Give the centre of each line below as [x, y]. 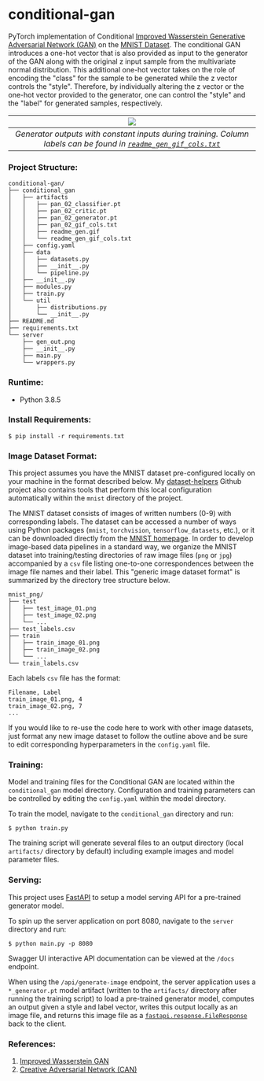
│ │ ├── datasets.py [49, 260]
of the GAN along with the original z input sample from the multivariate [122, 61]
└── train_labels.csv [44, 664]
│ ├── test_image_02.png [52, 615]
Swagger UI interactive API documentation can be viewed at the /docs [121, 958]
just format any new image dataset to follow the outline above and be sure [128, 736]
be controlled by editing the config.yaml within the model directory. [117, 799]
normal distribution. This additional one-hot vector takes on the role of [122, 69]
